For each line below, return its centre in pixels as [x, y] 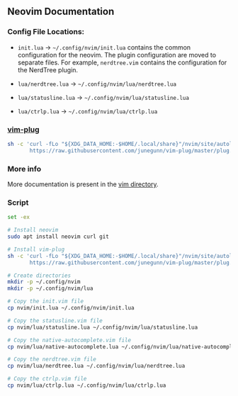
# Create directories [39, 276]
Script [18, 203]
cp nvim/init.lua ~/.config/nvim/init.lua [71, 308]
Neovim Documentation [61, 12]
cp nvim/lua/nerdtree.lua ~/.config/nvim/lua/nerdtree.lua [96, 366]
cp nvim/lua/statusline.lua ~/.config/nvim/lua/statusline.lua [103, 327]
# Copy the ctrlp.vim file [47, 379]
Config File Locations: [46, 32]
